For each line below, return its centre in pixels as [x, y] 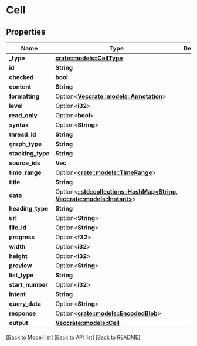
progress [22, 237]
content [20, 87]
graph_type [26, 144]
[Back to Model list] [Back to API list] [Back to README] [73, 337]
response [23, 313]
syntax [19, 125]
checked [21, 77]
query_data [25, 304]
